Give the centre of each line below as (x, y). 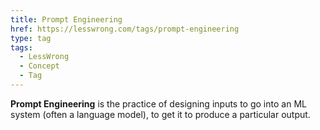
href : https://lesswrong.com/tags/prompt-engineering (125, 29)
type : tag (31, 38)
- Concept (39, 66)
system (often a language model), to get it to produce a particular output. (160, 114)
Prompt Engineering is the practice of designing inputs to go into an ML (158, 103)
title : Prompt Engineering (66, 19)
